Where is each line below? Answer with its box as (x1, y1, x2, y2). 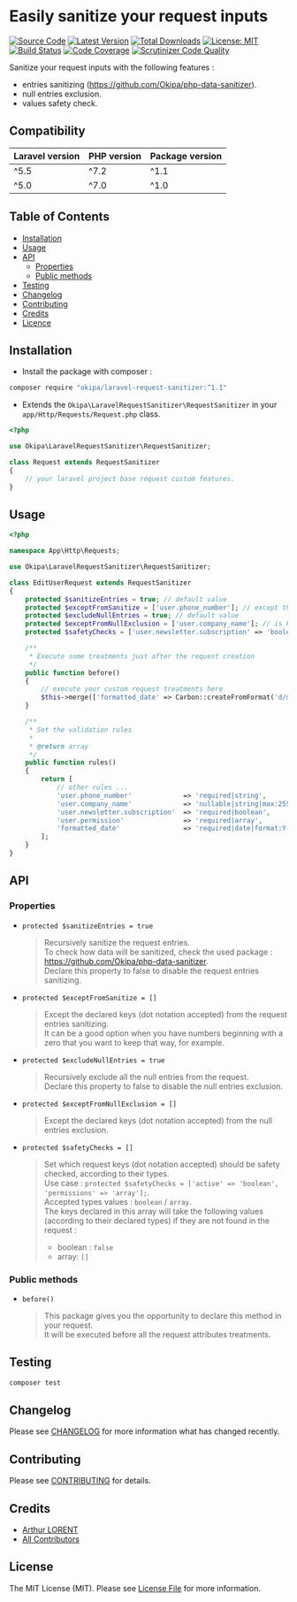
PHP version (88, 149, 141, 162)
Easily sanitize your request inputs (9, 6, 269, 27)
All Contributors (21, 1534, 80, 1545)
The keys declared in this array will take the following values (43, 1206, 263, 1216)
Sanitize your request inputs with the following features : (9, 62, 215, 73)
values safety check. (21, 97, 98, 108)
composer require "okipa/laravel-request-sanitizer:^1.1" (9, 383, 227, 393)
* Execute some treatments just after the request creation (28, 652, 255, 661)
